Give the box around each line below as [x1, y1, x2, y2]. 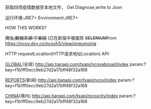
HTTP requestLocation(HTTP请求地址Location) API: [5, 51, 110, 56]
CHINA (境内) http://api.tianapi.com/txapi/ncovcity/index [5, 93, 118, 99]
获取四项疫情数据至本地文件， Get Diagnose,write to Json [5, 4, 122, 10]
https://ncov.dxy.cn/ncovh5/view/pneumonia [5, 41, 97, 46]
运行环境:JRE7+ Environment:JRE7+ [5, 15, 78, 21]
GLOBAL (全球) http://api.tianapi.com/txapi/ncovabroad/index [5, 61, 129, 67]
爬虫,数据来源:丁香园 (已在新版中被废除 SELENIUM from [5, 35, 117, 41]
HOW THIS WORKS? [5, 25, 47, 31]
